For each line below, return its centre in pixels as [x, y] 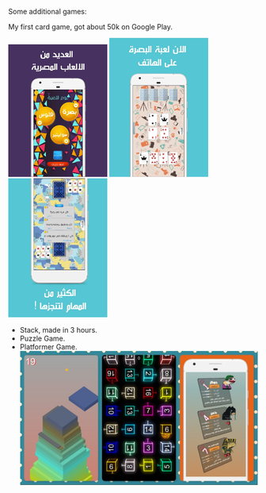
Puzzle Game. [42, 339]
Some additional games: [47, 12]
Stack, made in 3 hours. [58, 330]
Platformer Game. [48, 347]
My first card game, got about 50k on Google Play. [90, 27]
